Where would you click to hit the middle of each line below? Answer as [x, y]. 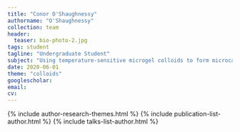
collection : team [33, 27]
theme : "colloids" [35, 73]
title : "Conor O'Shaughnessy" [52, 14]
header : [19, 34]
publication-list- [197, 114]
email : [17, 87]
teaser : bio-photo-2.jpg [51, 41]
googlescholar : [30, 80]
